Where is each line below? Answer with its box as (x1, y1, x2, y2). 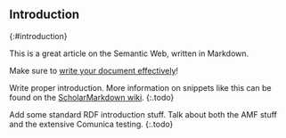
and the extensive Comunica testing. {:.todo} (9, 118, 174, 129)
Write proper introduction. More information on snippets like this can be (9, 82, 272, 93)
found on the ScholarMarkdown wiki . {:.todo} (9, 92, 175, 102)
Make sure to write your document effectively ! (9, 65, 179, 76)
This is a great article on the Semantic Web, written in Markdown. (9, 48, 249, 59)
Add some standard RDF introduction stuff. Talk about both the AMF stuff (9, 109, 278, 119)
